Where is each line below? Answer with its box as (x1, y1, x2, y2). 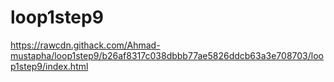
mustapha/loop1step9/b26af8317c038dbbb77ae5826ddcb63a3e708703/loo (10, 49, 324, 61)
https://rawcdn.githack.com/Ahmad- (10, 39, 161, 51)
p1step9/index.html (10, 60, 89, 72)
